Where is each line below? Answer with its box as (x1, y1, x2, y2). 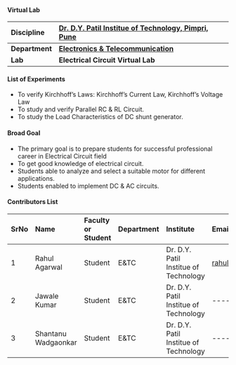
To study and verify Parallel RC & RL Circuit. (17, 105, 145, 113)
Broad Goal (7, 129, 41, 137)
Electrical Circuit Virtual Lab (58, 55, 155, 65)
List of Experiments (7, 74, 65, 83)
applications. (17, 174, 55, 182)
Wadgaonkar (34, 337, 77, 347)
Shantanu (34, 329, 67, 338)
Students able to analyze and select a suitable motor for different (17, 167, 206, 175)
